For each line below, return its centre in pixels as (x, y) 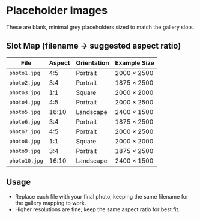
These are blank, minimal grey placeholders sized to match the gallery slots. (100, 27)
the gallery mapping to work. (50, 203)
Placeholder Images (57, 10)
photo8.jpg (25, 141)
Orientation (92, 62)
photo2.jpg (25, 82)
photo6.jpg (25, 121)
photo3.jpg (25, 92)
